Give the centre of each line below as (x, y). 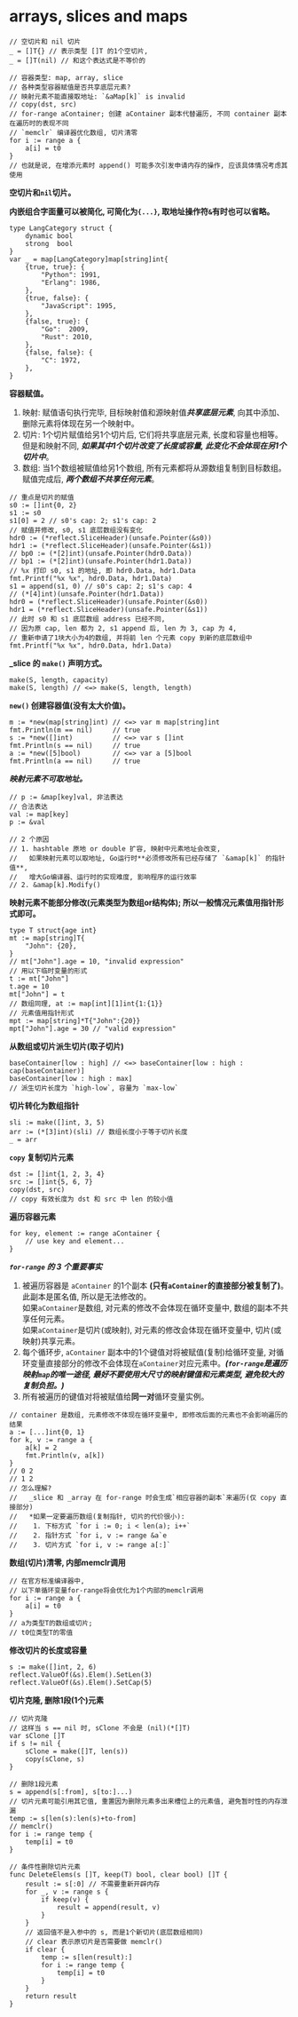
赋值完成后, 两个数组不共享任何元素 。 (90, 479)
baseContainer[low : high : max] (71, 1078)
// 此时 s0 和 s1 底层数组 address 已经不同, (87, 619)
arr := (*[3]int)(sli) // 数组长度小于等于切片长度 (98, 1132)
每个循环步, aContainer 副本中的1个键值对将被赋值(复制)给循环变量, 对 (149, 1352)
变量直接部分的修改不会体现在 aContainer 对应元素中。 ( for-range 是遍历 (159, 1363)
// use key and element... (75, 1241)
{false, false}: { (59, 353)
